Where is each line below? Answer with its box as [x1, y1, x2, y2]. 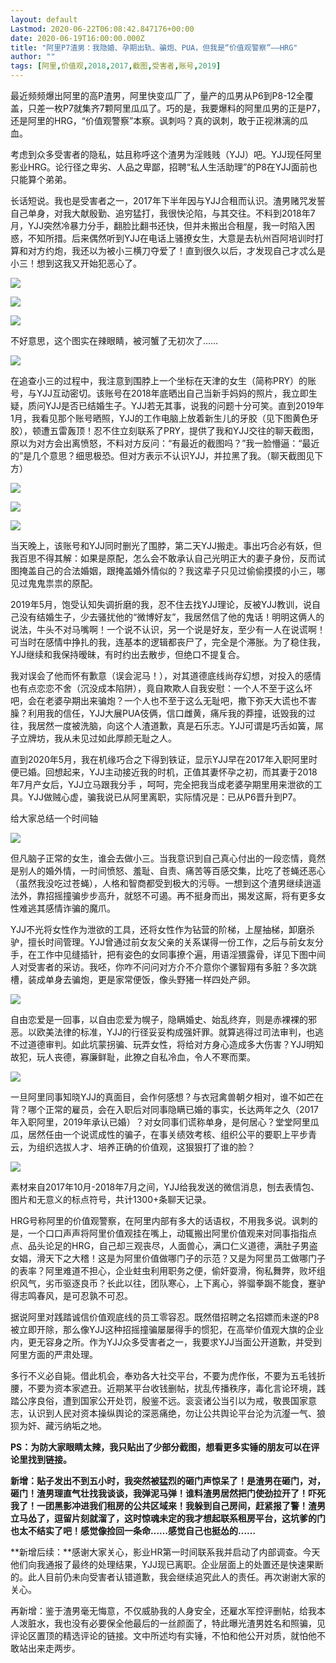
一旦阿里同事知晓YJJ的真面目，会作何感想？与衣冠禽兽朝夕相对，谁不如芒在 [10, 1091, 325, 1103]
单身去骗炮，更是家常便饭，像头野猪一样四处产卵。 [44, 974, 256, 985]
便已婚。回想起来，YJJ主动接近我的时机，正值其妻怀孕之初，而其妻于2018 [10, 766, 318, 778]
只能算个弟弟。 [10, 174, 72, 185]
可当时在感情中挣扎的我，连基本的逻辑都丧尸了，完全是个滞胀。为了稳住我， [10, 636, 326, 648]
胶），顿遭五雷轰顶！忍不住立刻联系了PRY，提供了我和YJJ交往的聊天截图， [10, 425, 320, 436]
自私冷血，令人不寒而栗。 [149, 1051, 256, 1063]
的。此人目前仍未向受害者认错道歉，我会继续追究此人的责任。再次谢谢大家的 [10, 1571, 326, 1583]
